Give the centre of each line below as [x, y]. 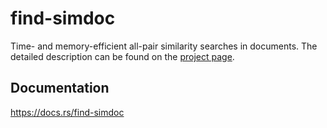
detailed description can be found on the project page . [122, 56]
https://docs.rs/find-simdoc [67, 112]
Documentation [60, 88]
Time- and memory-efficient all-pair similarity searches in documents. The [164, 46]
